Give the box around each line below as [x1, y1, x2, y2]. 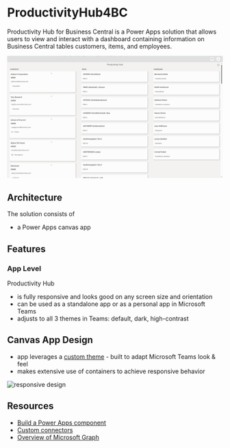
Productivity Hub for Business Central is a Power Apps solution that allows [7, 27, 217, 36]
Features [7, 243, 46, 255]
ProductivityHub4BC [7, 5, 128, 21]
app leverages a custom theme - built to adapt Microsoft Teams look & [16, 352, 216, 361]
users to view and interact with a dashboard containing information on [7, 34, 205, 43]
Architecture [7, 191, 63, 203]
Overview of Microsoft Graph [16, 433, 99, 441]
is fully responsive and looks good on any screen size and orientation [16, 292, 213, 300]
